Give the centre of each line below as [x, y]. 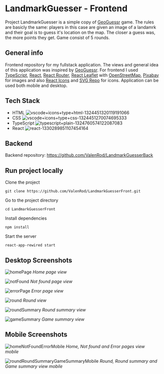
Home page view [50, 272]
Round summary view [64, 310]
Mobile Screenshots [36, 335]
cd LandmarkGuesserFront [30, 209]
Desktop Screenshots [39, 260]
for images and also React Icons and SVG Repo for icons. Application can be [82, 80]
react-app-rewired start [30, 245]
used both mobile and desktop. [36, 85]
